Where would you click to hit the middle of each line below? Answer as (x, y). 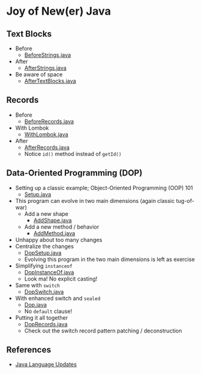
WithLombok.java (46, 134)
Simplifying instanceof (44, 266)
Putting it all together (42, 317)
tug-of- (185, 200)
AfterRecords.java (47, 147)
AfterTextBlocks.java (50, 81)
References (29, 350)
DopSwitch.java (44, 291)
